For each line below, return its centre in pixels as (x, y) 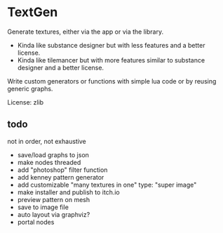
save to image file (43, 207)
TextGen (33, 12)
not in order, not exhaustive (47, 141)
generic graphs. (30, 88)
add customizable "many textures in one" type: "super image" (107, 185)
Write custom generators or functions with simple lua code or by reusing (112, 81)
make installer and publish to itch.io (69, 192)
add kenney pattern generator (61, 177)
